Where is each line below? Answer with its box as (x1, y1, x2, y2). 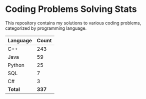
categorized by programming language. (5, 25, 87, 31)
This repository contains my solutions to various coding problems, (5, 20, 141, 26)
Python (7, 61, 25, 68)
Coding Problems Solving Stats (5, 3, 137, 15)
